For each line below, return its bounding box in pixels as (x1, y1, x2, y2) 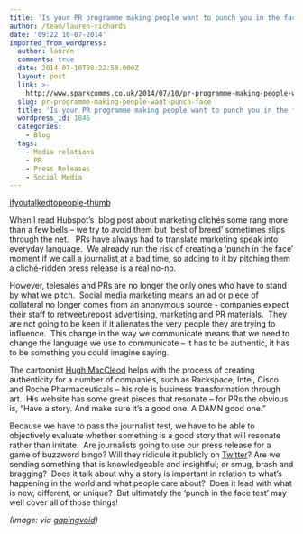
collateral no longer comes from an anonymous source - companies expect (9, 299, 289, 310)
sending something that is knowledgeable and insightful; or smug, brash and (9, 459, 294, 470)
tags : (17, 139, 39, 148)
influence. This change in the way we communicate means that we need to (9, 328, 290, 339)
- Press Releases (25, 164, 91, 173)
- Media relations (25, 147, 95, 156)
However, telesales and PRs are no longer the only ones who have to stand (9, 281, 287, 291)
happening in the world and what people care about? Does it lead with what (9, 478, 293, 489)
